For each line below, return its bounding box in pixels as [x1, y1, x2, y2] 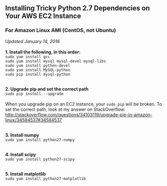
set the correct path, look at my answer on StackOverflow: [5, 106, 126, 112]
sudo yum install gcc [5, 54, 50, 59]
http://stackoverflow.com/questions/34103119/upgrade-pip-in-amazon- [5, 111, 152, 117]
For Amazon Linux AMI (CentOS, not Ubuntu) [5, 27, 116, 34]
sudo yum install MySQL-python [5, 67, 70, 72]
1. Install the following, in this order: [5, 49, 81, 55]
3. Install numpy [5, 132, 39, 138]
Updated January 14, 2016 [5, 38, 60, 44]
